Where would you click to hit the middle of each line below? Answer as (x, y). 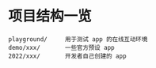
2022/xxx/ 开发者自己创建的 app (67, 56)
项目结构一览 (50, 16)
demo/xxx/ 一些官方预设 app (61, 47)
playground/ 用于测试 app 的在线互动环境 (78, 39)
